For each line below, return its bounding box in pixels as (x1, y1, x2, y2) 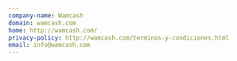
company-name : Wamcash (8, 11, 84, 20)
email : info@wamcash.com (8, 41, 91, 49)
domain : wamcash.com (8, 19, 77, 27)
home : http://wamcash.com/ (8, 26, 98, 34)
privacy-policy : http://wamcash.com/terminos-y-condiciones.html (8, 33, 229, 42)
